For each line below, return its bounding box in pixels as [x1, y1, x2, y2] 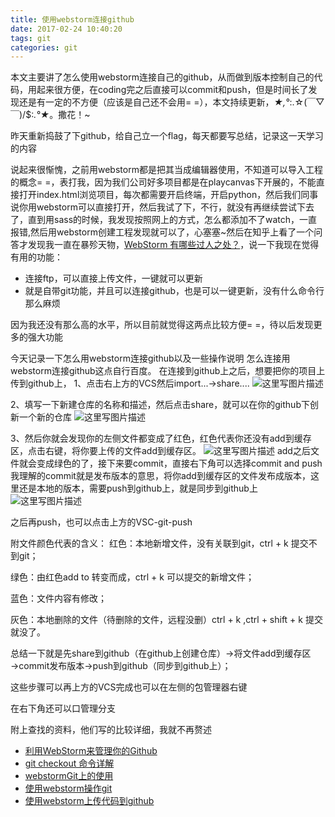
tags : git [10, 33, 52, 43]
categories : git [10, 42, 78, 53]
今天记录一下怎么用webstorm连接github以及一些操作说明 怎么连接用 [10, 352, 291, 365]
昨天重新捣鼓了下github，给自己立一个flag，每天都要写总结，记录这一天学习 [10, 130, 324, 142]
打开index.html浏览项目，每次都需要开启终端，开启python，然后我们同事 [18, 189, 319, 201]
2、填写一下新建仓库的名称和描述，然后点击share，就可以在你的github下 [10, 399, 310, 411]
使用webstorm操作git [24, 782, 113, 795]
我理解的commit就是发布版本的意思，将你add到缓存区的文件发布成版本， [10, 470, 311, 482]
